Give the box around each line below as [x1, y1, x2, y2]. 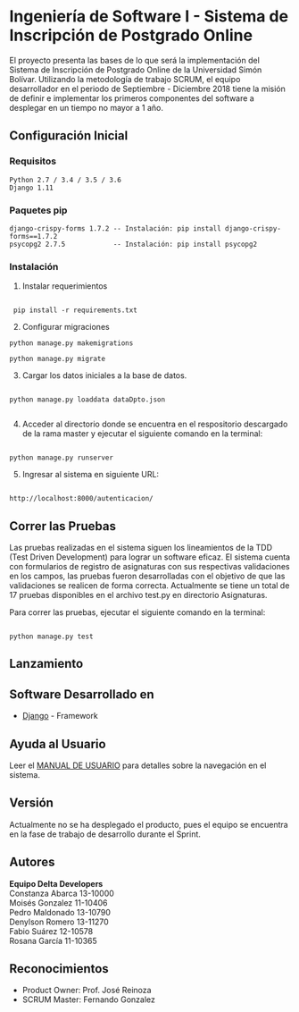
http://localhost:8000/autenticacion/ [9, 494, 154, 503]
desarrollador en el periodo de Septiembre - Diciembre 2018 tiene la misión [9, 83, 286, 94]
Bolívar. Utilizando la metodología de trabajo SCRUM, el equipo [9, 73, 241, 84]
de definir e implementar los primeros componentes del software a [9, 92, 254, 104]
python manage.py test [9, 632, 94, 641]
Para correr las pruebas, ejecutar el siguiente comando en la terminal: [9, 607, 266, 618]
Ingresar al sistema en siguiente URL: [21, 469, 159, 480]
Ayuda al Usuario [9, 736, 106, 752]
